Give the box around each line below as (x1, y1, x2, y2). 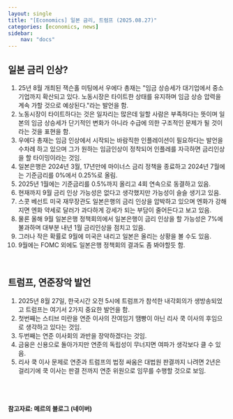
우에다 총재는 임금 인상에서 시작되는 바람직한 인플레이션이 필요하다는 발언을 (17, 135, 224, 144)
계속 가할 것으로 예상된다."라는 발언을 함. (17, 101, 128, 109)
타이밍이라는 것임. (33, 153, 82, 161)
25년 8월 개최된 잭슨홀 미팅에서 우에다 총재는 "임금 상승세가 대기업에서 (17, 83, 211, 91)
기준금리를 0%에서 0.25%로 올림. (25, 170, 118, 179)
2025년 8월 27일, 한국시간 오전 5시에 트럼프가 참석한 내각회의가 (17, 296, 193, 304)
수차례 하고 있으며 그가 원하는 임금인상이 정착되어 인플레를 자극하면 (17, 145, 201, 153)
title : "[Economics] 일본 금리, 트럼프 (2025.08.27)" (8, 17, 158, 24)
